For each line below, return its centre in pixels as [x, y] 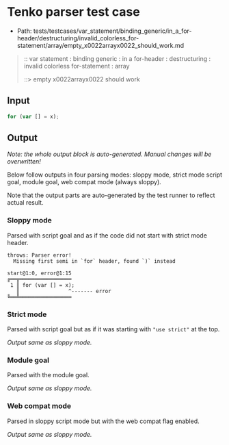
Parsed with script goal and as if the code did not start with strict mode [107, 235]
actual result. [25, 203]
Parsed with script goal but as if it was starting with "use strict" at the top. [113, 329]
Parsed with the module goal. [49, 375]
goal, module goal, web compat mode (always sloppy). [84, 182]
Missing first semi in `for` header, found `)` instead [94, 261]
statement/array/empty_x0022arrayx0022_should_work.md [100, 45]
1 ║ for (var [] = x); [42, 285]
